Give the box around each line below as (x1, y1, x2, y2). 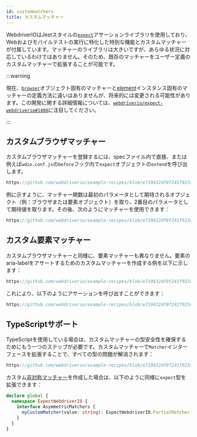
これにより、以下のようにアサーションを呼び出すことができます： (6, 289, 165, 297)
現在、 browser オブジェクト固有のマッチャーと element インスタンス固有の (6, 84, 183, 91)
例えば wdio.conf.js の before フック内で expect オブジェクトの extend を (6, 161, 172, 168)
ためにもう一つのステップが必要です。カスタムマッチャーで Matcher (6, 343, 168, 351)
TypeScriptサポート (6, 319, 79, 329)
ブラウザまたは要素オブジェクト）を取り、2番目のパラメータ (31, 198, 179, 206)
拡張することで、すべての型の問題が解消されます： (31, 351, 154, 358)
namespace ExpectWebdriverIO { (11, 398, 88, 405)
